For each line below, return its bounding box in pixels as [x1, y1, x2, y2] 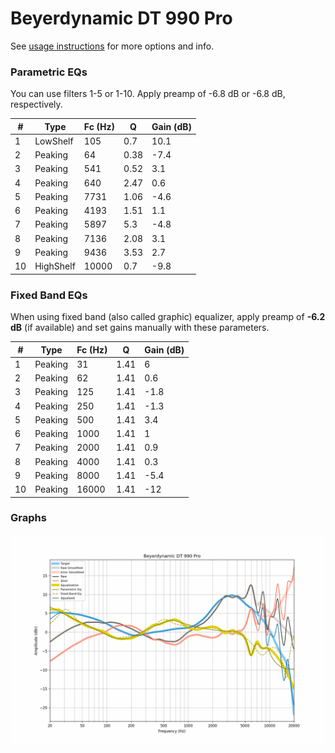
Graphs [10, 511, 47, 525]
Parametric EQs [10, 65, 88, 79]
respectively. [10, 98, 63, 111]
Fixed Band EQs [10, 288, 88, 302]
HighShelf [34, 260, 76, 272]
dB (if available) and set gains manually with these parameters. [10, 322, 270, 334]
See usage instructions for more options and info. [10, 40, 215, 52]
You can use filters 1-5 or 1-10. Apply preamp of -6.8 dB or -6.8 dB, [10, 88, 286, 100]
